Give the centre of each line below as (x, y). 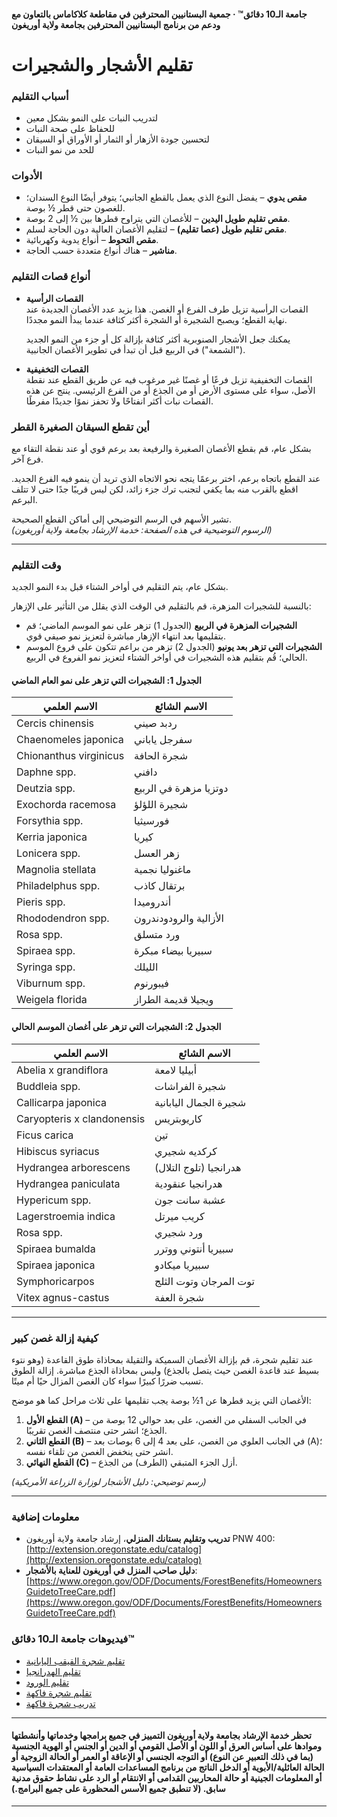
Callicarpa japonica (61, 1102)
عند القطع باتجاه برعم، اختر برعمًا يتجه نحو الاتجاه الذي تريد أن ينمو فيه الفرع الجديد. (166, 478)
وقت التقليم (36, 565)
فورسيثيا (152, 821)
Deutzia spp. (46, 788)
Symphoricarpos (55, 1281)
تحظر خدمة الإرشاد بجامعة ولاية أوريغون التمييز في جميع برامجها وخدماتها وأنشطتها (161, 1736)
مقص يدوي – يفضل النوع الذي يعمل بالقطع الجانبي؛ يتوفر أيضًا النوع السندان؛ (166, 197)
